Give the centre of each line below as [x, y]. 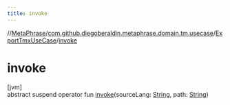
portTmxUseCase [32, 40]
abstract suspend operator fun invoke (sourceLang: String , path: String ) [108, 94]
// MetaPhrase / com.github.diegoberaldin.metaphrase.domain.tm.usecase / [112, 33]
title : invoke [28, 13]
